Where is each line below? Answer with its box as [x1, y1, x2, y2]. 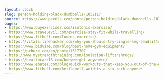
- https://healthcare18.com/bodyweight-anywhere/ [4, 57, 108, 62]
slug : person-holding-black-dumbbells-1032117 [4, 12, 101, 17]
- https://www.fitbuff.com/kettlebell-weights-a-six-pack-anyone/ [4, 67, 143, 72]
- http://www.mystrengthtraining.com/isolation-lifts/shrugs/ [4, 53, 134, 58]
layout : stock [4, 7, 34, 12]
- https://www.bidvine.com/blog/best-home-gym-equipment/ [4, 44, 125, 49]
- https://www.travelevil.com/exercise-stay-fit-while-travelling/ [4, 30, 145, 35]
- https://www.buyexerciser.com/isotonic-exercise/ [4, 26, 112, 30]
